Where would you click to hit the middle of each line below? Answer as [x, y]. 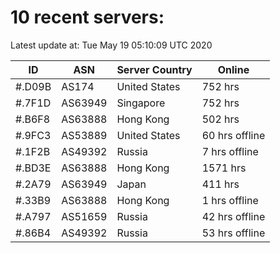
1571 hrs [224, 168]
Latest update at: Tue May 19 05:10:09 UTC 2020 [111, 45]
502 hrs [220, 119]
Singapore [141, 103]
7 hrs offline [230, 151]
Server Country [154, 69]
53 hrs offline [233, 233]
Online [233, 69]
